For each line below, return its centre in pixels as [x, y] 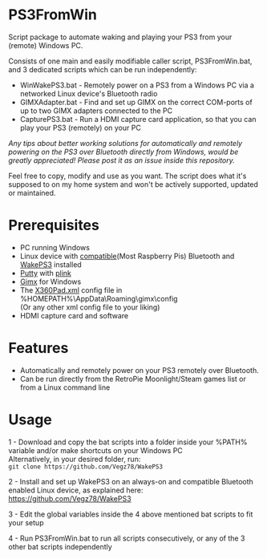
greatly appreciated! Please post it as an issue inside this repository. [121, 160]
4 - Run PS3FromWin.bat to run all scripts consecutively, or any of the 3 [127, 538]
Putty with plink [46, 273]
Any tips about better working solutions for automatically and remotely [125, 143]
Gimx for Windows [51, 282]
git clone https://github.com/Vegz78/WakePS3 [85, 467]
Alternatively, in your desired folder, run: [75, 459]
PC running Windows [55, 247]
